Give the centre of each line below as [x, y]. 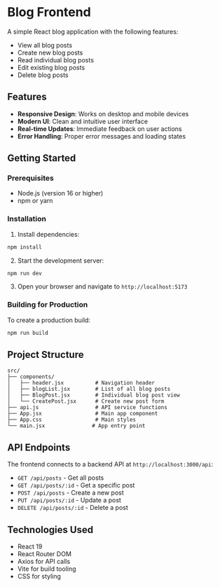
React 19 [30, 546]
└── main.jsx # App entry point [76, 426]
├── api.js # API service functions [88, 408]
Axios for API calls [44, 562]
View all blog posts [44, 45]
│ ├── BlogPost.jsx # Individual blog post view [94, 395]
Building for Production [48, 305]
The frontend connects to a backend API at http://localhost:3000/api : [110, 464]
